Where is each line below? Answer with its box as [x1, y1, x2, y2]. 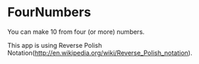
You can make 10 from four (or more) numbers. [7, 27, 145, 36]
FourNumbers [7, 4, 91, 20]
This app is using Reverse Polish [7, 41, 102, 49]
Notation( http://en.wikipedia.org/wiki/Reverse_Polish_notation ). [7, 49, 193, 57]
